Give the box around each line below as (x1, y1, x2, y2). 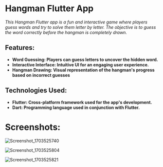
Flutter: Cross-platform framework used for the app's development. (12, 99, 152, 105)
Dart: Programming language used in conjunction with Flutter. (12, 104, 140, 110)
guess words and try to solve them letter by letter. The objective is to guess (5, 24, 156, 30)
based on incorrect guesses (12, 72, 71, 78)
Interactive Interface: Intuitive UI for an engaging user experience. (12, 62, 149, 67)
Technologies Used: (5, 86, 67, 95)
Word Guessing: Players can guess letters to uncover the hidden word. (12, 57, 158, 63)
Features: (5, 43, 35, 52)
